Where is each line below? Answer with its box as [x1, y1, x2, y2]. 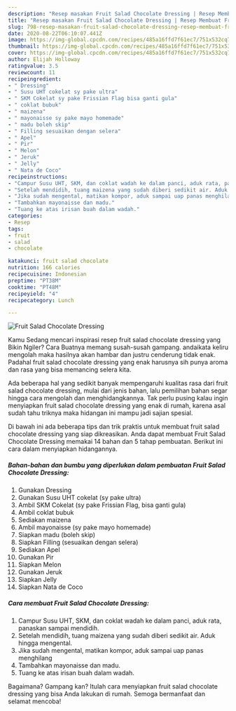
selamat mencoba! [8, 697, 62, 705]
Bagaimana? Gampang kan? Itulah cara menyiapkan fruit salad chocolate [8, 682, 218, 691]
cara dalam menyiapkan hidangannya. [8, 445, 118, 453]
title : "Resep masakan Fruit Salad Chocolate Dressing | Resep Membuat [8, 17, 221, 24]
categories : [8, 212, 43, 219]
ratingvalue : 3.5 [8, 62, 59, 69]
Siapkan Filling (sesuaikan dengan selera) [18, 538, 139, 547]
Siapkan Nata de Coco [18, 583, 83, 591]
